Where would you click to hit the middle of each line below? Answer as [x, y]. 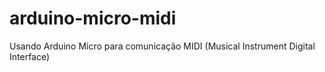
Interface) [30, 56]
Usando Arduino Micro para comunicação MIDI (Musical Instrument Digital [162, 46]
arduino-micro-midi [93, 18]
